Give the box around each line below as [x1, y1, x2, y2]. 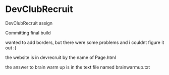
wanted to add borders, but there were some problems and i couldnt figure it [5, 39, 164, 45]
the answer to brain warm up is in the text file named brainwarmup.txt [5, 64, 150, 70]
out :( [5, 44, 17, 50]
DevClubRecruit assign [5, 20, 53, 26]
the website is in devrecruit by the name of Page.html [5, 54, 116, 60]
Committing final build [5, 29, 51, 35]
